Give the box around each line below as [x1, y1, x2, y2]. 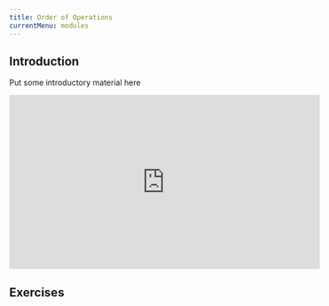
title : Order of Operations [9, 12, 114, 22]
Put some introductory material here [9, 77, 141, 88]
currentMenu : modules [9, 21, 90, 30]
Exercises [9, 285, 65, 300]
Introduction [9, 54, 80, 69]
